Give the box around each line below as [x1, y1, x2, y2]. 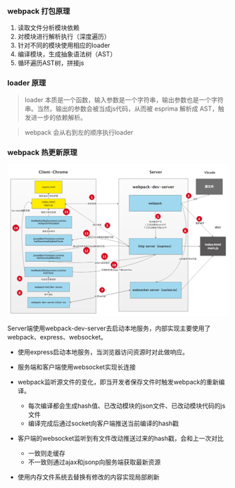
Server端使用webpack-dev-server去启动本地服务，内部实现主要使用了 [7, 324, 211, 332]
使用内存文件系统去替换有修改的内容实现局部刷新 [17, 473, 160, 481]
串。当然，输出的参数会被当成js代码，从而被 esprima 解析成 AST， [24, 104, 219, 113]
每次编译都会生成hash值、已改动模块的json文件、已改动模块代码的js [27, 401, 226, 410]
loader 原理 [7, 78, 46, 88]
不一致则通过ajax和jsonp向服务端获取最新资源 [27, 458, 161, 466]
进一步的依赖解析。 [30, 113, 87, 121]
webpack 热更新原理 [7, 147, 77, 157]
